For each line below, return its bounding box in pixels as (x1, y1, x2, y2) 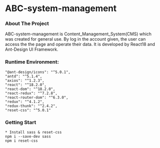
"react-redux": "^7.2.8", (5, 90, 57, 96)
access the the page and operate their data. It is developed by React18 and (5, 42, 155, 47)
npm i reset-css (5, 138, 38, 143)
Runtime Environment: (5, 59, 59, 65)
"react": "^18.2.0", (5, 82, 47, 87)
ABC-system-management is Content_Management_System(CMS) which (5, 31, 152, 37)
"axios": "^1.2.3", (5, 78, 45, 83)
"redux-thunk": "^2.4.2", (5, 104, 57, 108)
